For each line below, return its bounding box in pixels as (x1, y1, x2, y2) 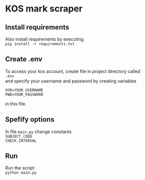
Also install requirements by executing (5, 36, 84, 42)
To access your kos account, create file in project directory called (5, 68, 140, 74)
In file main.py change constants (5, 128, 71, 134)
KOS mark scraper (5, 3, 83, 14)
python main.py (5, 170, 37, 175)
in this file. (5, 100, 26, 106)
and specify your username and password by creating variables (5, 78, 136, 84)
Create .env (5, 55, 42, 63)
